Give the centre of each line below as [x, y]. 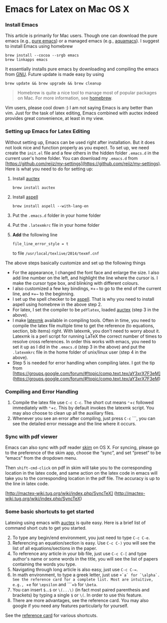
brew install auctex [34, 188]
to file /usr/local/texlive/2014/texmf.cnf [56, 253]
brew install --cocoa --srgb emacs [42, 55]
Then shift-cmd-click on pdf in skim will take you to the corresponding [79, 468]
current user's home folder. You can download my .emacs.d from [72, 158]
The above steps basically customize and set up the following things [76, 263]
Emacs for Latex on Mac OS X [67, 9]
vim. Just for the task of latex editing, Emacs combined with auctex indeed [82, 113]
